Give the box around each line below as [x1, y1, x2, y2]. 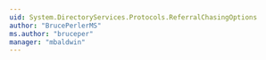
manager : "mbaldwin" [9, 37, 87, 47]
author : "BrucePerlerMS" [9, 21, 102, 30]
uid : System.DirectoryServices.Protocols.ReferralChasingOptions [9, 12, 257, 22]
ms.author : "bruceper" [9, 29, 94, 38]
